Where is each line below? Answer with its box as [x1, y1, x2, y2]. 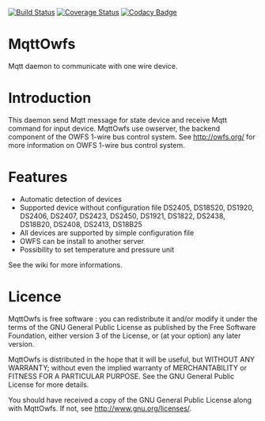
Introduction [8, 89, 92, 107]
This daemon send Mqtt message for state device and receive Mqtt [8, 115, 227, 124]
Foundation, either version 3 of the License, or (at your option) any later [8, 331, 241, 340]
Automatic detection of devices [19, 194, 123, 203]
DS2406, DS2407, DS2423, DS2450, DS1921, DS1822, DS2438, [19, 210, 225, 221]
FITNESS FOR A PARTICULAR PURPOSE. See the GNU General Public [8, 371, 235, 381]
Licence [8, 288, 62, 305]
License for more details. [8, 380, 89, 389]
